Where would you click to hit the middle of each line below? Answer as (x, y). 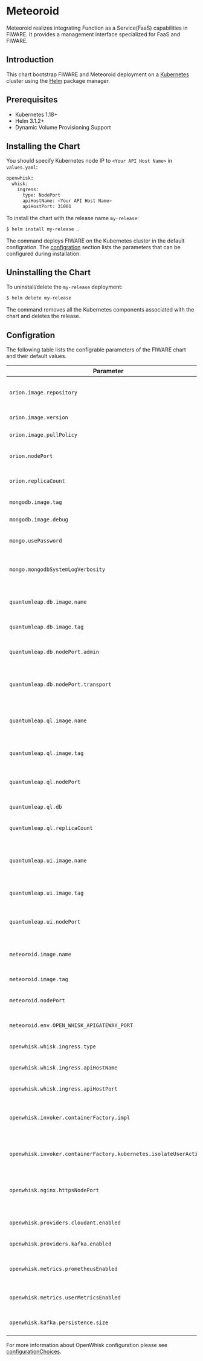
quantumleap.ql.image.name (48, 721)
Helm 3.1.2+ (30, 121)
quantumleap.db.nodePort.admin (54, 652)
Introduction (30, 60)
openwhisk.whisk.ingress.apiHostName (63, 1068)
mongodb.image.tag (36, 502)
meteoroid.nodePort (37, 1000)
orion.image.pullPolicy (43, 435)
